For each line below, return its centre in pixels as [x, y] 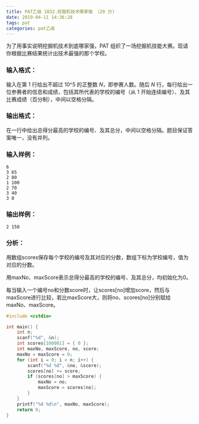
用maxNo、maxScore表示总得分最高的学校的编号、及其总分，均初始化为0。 [99, 277]
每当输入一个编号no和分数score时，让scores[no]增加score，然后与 [88, 290]
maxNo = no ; [52, 382]
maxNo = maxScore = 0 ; [45, 354]
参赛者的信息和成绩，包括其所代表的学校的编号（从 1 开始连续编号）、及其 [101, 92]
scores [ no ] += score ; [54, 371]
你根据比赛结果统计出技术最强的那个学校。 [58, 54]
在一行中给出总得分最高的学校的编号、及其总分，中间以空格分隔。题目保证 [97, 130]
